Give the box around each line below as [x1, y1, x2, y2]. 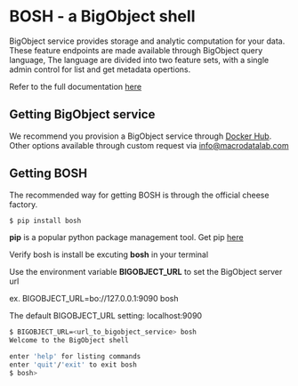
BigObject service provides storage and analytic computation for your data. [9, 36, 286, 46]
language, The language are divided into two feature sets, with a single [9, 54, 270, 65]
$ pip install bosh [9, 216, 82, 225]
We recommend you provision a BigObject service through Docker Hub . [9, 131, 272, 141]
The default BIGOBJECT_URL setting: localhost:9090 [9, 310, 203, 321]
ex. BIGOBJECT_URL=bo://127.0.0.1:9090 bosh [9, 294, 179, 304]
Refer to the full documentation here [9, 81, 142, 92]
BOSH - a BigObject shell [9, 6, 196, 27]
